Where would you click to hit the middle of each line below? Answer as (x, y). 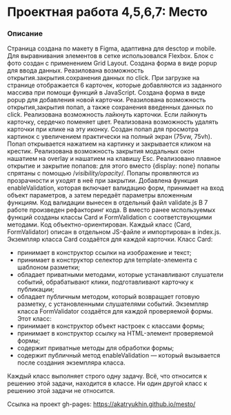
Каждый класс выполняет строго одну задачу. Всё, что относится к (107, 376)
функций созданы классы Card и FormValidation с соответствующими (110, 218)
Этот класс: (34, 319)
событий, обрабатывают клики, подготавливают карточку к (106, 282)
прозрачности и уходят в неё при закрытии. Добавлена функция (103, 181)
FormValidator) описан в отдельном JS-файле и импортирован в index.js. (114, 232)
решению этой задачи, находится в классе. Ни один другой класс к (107, 383)
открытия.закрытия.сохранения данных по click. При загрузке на (103, 78)
